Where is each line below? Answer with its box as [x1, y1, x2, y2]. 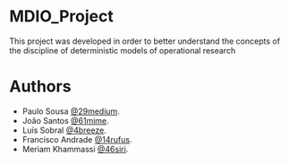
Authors [9, 77, 72, 97]
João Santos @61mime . [21, 115, 109, 126]
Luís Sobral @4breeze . [21, 125, 107, 135]
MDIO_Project [9, 6, 114, 27]
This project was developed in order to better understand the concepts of [9, 36, 280, 46]
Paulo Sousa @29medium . [21, 105, 121, 117]
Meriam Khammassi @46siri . [21, 143, 129, 154]
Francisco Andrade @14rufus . [21, 134, 132, 144]
